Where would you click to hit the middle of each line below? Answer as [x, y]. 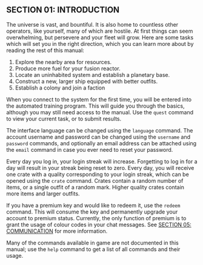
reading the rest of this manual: [45, 50]
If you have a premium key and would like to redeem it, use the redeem [93, 205]
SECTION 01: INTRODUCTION [63, 10]
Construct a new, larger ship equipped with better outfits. [86, 81]
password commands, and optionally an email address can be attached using [101, 143]
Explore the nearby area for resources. [63, 62]
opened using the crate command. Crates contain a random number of [95, 180]
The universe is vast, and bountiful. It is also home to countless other [92, 24]
